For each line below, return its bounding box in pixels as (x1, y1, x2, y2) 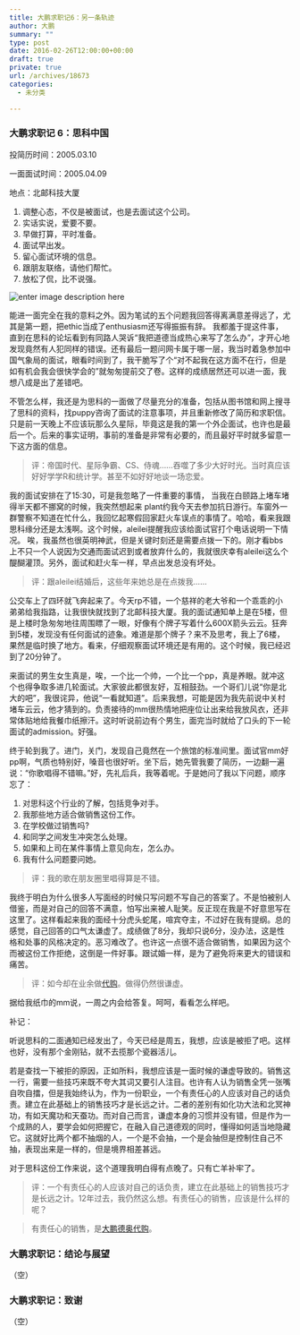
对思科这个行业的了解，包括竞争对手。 (21, 798, 163, 809)
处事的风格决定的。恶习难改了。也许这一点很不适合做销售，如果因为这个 (24, 937, 291, 947)
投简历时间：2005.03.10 (9, 149, 97, 159)
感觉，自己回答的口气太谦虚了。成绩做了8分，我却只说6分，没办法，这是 (9, 925, 278, 936)
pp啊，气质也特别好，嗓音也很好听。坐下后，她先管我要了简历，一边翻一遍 (9, 756, 286, 766)
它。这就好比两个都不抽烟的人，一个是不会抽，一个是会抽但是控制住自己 (9, 1132, 275, 1142)
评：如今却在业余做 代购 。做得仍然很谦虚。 (30, 978, 188, 988)
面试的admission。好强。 (9, 726, 102, 737)
